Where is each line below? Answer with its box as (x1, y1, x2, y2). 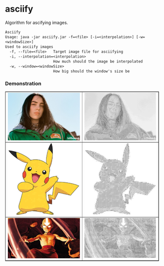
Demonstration (5, 80, 41, 87)
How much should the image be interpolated (53, 59, 143, 64)
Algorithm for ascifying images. (5, 20, 68, 25)
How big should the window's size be (53, 68, 130, 74)
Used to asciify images (5, 44, 54, 49)
